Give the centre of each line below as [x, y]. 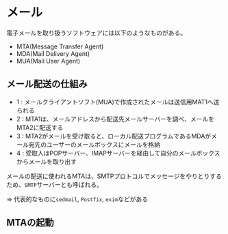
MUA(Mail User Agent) [48, 61]
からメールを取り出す [46, 161]
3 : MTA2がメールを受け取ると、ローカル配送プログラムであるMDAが [114, 136]
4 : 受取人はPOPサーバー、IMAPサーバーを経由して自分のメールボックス [118, 153]
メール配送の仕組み [47, 84]
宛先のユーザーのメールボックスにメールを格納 [94, 144]
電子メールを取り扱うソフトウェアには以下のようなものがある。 [96, 33]
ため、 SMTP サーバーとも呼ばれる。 [55, 184]
